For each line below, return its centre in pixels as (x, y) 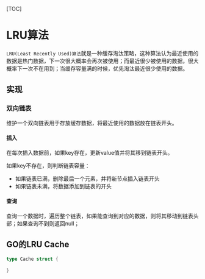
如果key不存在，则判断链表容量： (48, 165)
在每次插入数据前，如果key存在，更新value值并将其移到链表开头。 (90, 152)
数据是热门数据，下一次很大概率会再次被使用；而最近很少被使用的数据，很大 (103, 61)
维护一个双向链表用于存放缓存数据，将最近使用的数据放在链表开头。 (92, 123)
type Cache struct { (33, 259)
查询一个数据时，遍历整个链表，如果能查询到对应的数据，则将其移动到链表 (100, 216)
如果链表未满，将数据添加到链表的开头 (63, 186)
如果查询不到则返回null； (48, 224)
